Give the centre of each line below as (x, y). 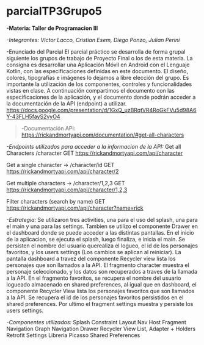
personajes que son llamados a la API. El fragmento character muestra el (98, 265)
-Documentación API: (48, 128)
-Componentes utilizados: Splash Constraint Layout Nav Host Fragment (96, 322)
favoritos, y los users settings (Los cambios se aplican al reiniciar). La (94, 252)
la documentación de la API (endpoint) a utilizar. (67, 103)
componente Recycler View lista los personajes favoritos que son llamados (100, 291)
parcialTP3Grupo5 (54, 11)
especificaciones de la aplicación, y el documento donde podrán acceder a (101, 97)
